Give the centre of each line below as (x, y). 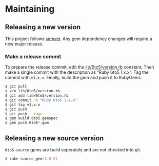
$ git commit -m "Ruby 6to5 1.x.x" (41, 100)
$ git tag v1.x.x (23, 104)
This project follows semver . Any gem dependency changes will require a (79, 39)
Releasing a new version (43, 27)
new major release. (24, 44)
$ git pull (16, 86)
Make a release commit (33, 56)
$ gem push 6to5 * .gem (27, 123)
